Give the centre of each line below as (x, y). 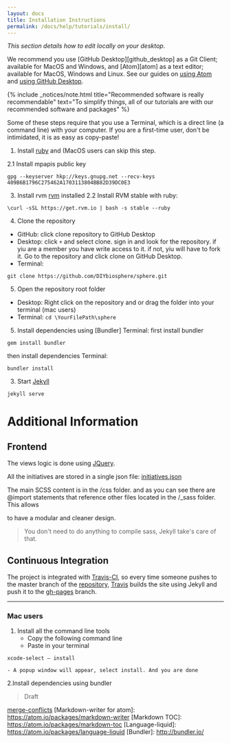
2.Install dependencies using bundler (59, 683)
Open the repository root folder (61, 289)
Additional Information (73, 421)
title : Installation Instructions (57, 20)
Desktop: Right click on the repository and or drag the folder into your (115, 303)
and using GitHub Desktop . (45, 81)
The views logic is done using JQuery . (61, 464)
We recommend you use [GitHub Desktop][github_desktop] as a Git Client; (112, 59)
